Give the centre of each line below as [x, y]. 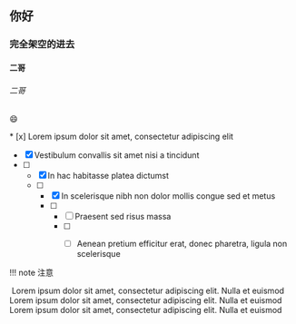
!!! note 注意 [32, 273]
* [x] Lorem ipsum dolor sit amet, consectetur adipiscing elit [122, 137]
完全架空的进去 [42, 44]
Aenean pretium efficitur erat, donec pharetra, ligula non [182, 244]
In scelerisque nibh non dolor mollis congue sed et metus [168, 196]
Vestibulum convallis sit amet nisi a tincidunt [117, 155]
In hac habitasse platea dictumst [109, 176]
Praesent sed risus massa [123, 217]
